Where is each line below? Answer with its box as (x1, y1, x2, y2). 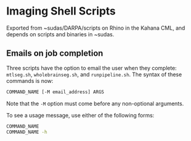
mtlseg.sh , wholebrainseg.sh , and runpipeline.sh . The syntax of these (6, 71, 182, 78)
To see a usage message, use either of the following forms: (6, 111, 155, 119)
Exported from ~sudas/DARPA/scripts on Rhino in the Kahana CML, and (6, 24, 186, 31)
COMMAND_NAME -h (6, 129, 47, 135)
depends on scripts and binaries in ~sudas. (6, 30, 115, 38)
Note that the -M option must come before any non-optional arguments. (6, 100, 184, 107)
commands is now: (6, 77, 53, 84)
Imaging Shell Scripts (6, 4, 116, 18)
